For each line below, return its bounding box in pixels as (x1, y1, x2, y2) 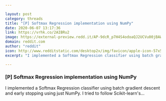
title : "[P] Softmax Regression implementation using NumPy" (5, 21, 134, 26)
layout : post (5, 11, 32, 16)
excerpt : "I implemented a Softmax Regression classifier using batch (5, 53, 154, 58)
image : (5, 35, 19, 40)
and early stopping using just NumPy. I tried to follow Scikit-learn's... (5, 90, 145, 96)
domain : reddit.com (5, 39, 45, 45)
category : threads (5, 16, 43, 21)
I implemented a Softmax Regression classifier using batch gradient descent (5, 85, 161, 91)
